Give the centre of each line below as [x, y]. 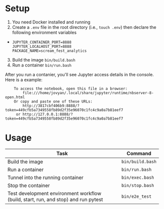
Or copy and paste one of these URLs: [53, 101]
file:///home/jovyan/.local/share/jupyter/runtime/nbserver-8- [88, 93]
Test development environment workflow [54, 193]
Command [139, 153]
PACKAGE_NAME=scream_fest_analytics [49, 51]
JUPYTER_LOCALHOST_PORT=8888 [42, 46]
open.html [15, 97]
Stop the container [29, 185]
